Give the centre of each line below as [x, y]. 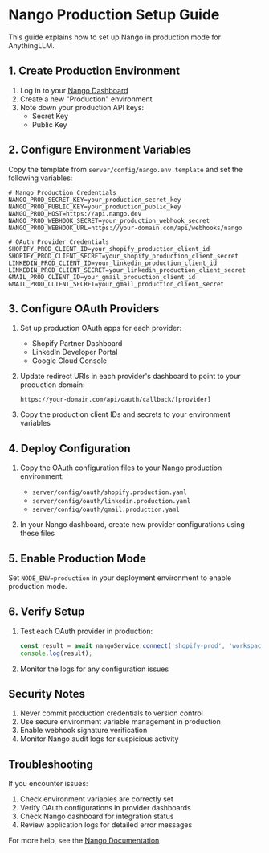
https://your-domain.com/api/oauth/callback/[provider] [115, 400]
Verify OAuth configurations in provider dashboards [105, 808]
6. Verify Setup [47, 612]
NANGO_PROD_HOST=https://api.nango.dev [75, 214]
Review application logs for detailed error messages [106, 825]
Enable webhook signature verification [84, 731]
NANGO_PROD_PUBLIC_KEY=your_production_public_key [95, 207]
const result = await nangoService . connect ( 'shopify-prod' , [122, 645]
